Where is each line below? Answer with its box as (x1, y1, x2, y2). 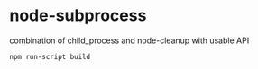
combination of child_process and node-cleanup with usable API (9, 35, 250, 46)
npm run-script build (9, 52, 91, 61)
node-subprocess (9, 5, 147, 26)
